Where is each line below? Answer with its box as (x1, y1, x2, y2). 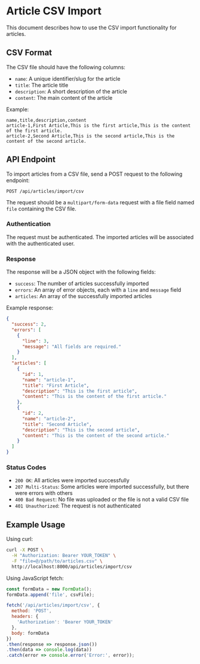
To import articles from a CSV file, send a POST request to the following (6, 170, 183, 178)
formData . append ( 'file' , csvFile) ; (6, 592, 95, 598)
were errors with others (14, 489, 73, 497)
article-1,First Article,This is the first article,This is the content (6, 123, 191, 128)
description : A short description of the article (14, 88, 127, 95)
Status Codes (6, 463, 47, 472)
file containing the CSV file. (6, 205, 76, 212)
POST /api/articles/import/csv (6, 188, 84, 194)
